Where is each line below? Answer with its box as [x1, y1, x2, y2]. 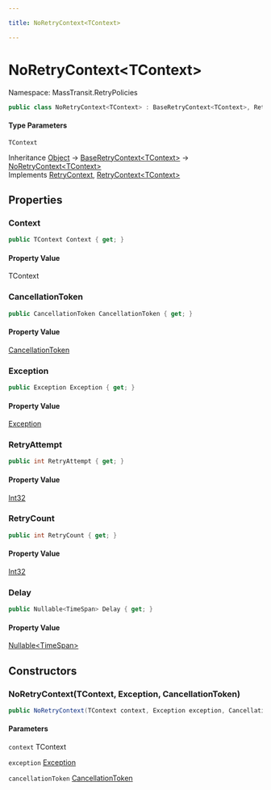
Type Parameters [8, 120, 68, 130]
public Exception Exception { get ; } [8, 384, 135, 392]
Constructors [8, 664, 77, 678]
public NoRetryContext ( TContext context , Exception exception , [8, 706, 226, 715]
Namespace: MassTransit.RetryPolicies [8, 87, 139, 97]
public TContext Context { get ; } [8, 236, 125, 244]
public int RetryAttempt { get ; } [8, 457, 125, 465]
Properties [8, 193, 63, 207]
